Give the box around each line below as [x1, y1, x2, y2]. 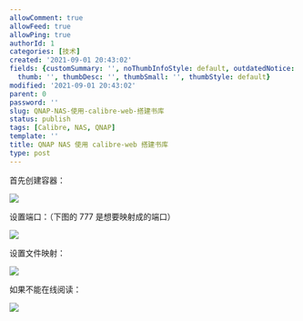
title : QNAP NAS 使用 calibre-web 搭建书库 [9, 140, 168, 149]
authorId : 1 [9, 38, 55, 48]
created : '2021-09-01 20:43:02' [9, 55, 132, 65]
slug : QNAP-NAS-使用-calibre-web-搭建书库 [9, 106, 165, 115]
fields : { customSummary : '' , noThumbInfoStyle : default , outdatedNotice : [9, 65, 296, 74]
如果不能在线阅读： [9, 284, 82, 295]
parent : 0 [9, 89, 47, 98]
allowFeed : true [9, 22, 71, 31]
